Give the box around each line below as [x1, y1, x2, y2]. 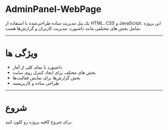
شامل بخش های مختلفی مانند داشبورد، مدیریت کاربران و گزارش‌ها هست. [5, 25, 141, 31]
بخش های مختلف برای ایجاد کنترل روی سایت [12, 69, 96, 75]
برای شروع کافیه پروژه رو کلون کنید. [5, 118, 73, 124]
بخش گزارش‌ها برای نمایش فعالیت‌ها [12, 74, 81, 80]
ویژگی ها [5, 47, 38, 59]
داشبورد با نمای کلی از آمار [12, 64, 62, 70]
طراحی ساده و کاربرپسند [12, 80, 59, 86]
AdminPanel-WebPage [5, 3, 101, 15]
